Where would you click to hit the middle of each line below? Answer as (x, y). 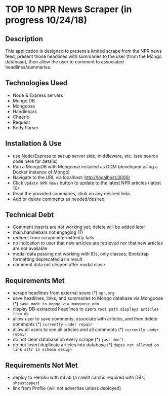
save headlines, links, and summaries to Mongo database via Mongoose (88, 298)
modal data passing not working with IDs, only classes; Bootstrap (81, 254)
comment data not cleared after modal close (59, 265)
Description (24, 39)
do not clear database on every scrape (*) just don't (68, 339)
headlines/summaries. (28, 67)
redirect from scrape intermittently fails (53, 238)
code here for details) (35, 161)
